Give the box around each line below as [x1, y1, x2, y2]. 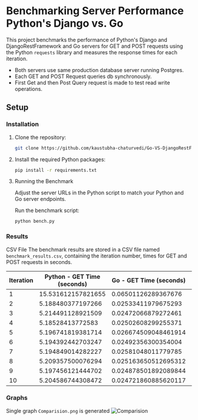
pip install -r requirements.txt [14, 167, 97, 173]
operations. [14, 85, 43, 92]
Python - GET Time [44, 272, 101, 281]
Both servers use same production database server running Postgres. [14, 66, 184, 73]
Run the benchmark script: [14, 207, 80, 214]
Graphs [6, 394, 28, 402]
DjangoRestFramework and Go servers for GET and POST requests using [6, 43, 183, 50]
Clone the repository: [14, 134, 67, 141]
